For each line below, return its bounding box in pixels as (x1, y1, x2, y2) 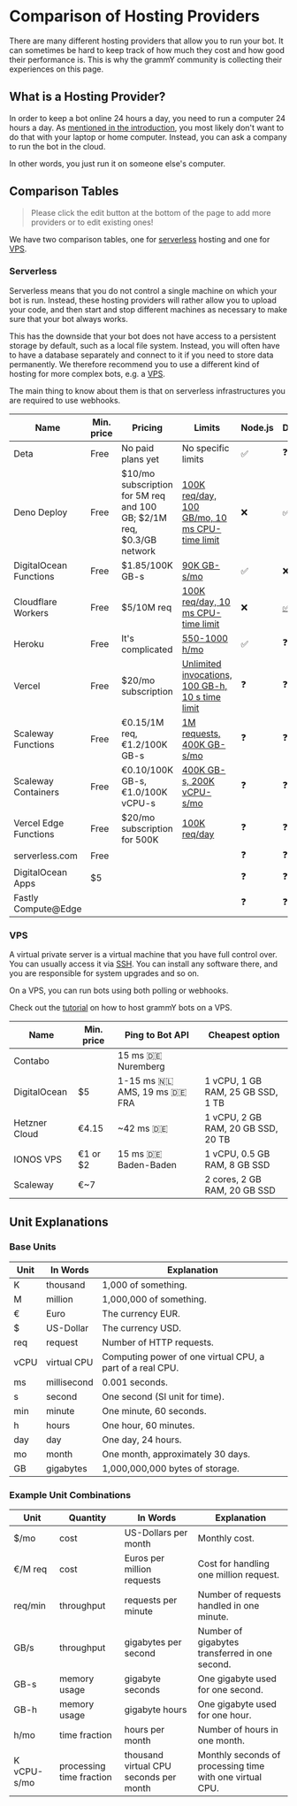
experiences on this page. (9, 64, 104, 74)
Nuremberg (118, 1060, 165, 1072)
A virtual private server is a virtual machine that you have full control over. (9, 949, 278, 960)
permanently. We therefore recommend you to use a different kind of (9, 358, 260, 369)
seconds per (124, 1771, 177, 1784)
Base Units (9, 1241, 57, 1253)
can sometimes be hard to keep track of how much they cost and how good (9, 44, 286, 55)
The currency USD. (102, 1321, 182, 1333)
